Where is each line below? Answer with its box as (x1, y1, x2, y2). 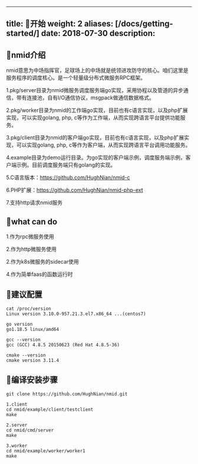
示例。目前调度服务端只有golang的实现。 (16, 161, 116, 168)
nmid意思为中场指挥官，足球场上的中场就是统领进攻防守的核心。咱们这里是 (6, 67, 189, 74)
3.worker (6, 443, 28, 449)
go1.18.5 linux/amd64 (6, 326, 60, 332)
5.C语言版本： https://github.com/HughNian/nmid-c (6, 174, 131, 181)
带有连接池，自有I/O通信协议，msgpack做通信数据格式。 (16, 94, 154, 101)
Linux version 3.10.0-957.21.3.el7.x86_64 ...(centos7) (6, 311, 146, 317)
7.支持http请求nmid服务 (6, 199, 63, 206)
